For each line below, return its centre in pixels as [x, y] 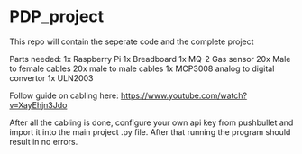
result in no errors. [44, 141]
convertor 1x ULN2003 [51, 77]
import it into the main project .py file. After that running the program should [150, 131]
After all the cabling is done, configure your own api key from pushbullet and [151, 122]
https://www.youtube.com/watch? [184, 95]
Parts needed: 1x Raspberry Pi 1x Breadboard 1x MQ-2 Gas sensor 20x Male [150, 59]
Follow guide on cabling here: [64, 95]
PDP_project [57, 17]
